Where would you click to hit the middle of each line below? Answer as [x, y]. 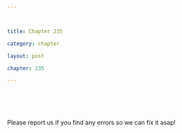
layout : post [26, 56]
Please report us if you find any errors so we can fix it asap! [92, 123]
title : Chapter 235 [35, 31]
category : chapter [33, 44]
